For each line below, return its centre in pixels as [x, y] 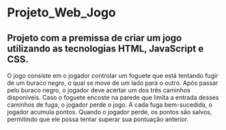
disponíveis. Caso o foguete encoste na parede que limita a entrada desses [113, 97]
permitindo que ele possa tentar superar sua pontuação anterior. [98, 119]
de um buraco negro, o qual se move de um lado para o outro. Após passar [113, 83]
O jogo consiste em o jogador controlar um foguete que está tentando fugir [113, 76]
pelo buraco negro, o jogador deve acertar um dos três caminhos [99, 90]
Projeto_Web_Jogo [61, 13]
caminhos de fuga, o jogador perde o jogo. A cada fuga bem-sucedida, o [110, 105]
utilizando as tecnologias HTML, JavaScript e [105, 48]
